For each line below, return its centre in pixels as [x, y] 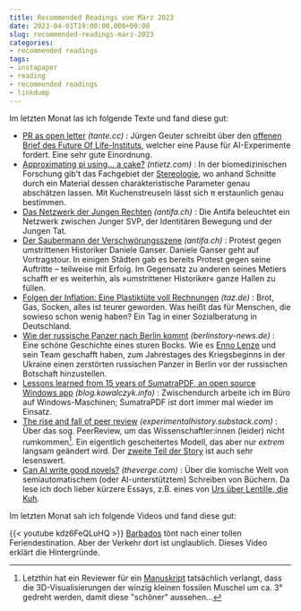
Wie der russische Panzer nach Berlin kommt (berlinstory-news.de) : [148, 335]
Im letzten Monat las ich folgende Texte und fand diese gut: [119, 118]
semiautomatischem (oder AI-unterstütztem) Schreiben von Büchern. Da [156, 479]
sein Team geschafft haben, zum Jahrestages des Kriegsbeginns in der [154, 354]
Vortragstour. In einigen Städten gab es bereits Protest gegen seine [146, 259]
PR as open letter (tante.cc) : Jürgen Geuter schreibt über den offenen [152, 135]
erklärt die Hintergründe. [55, 553]
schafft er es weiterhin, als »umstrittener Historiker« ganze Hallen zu [149, 278]
